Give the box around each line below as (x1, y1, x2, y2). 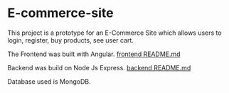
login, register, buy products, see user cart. (7, 35, 134, 44)
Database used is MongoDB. (7, 77, 91, 86)
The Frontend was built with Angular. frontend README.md (7, 50, 181, 58)
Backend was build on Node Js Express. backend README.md (7, 63, 191, 72)
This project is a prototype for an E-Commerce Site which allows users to (7, 28, 222, 37)
